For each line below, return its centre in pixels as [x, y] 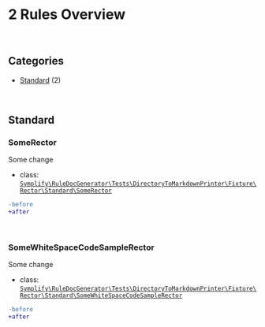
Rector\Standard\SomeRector [65, 191]
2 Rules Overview [67, 15]
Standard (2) [40, 80]
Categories [36, 61]
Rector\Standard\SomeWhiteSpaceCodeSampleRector [101, 296]
